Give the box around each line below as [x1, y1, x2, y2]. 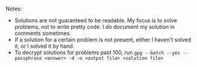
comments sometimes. [14, 30, 71, 37]
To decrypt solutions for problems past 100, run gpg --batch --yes [14, 49, 181, 56]
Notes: [5, 5, 22, 12]
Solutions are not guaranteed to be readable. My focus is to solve [14, 17, 178, 24]
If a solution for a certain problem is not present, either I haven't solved [14, 36, 192, 43]
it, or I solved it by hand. [14, 42, 75, 49]
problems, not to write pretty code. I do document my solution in [14, 24, 175, 30]
